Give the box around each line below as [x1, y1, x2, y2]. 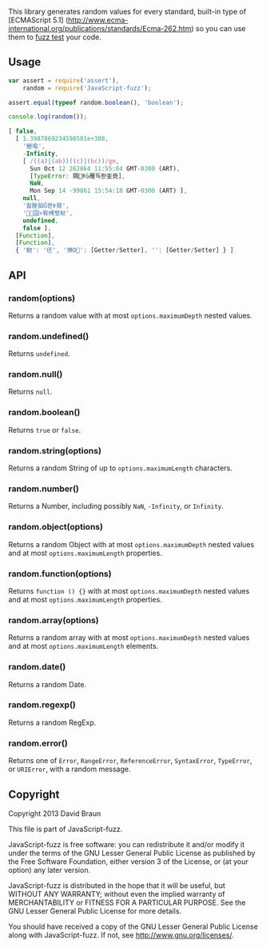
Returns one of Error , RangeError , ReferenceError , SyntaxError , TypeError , [8, 756, 252, 766]
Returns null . [8, 387, 53, 397]
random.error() [8, 738, 68, 749]
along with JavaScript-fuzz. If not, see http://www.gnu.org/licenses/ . [8, 930, 234, 939]
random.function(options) [8, 568, 112, 579]
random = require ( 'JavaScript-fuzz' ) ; [22, 84, 152, 92]
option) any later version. [8, 865, 90, 874]
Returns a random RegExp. [8, 718, 97, 727]
